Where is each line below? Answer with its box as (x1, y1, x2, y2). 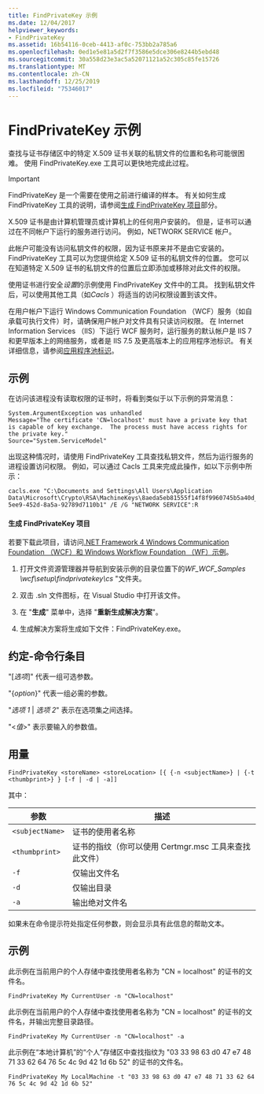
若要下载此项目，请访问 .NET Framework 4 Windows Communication (8, 537, 229, 547)
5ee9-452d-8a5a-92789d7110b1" (8, 501, 108, 509)
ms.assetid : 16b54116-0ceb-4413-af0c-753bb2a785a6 (8, 41, 178, 49)
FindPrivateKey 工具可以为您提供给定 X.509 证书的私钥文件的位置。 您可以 (8, 254, 250, 263)
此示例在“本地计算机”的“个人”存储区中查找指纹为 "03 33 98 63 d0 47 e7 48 (8, 1047, 251, 1056)
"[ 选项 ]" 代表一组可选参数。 (8, 672, 98, 681)
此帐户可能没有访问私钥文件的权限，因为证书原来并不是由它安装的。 (8, 243, 229, 253)
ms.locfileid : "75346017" (8, 84, 93, 93)
